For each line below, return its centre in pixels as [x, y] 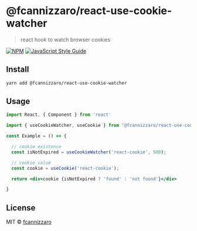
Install [18, 70]
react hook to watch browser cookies [65, 39]
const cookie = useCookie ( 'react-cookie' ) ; [65, 168]
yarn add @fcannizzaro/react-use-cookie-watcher [67, 83]
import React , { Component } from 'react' [59, 115]
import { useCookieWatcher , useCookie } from [62, 125]
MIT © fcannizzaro [29, 222]
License [21, 208]
